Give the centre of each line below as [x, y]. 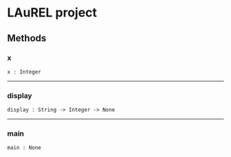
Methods [27, 38]
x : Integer [24, 72]
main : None [24, 148]
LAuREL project [52, 13]
